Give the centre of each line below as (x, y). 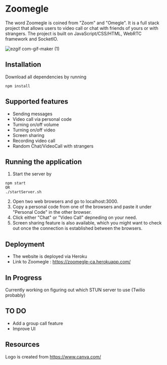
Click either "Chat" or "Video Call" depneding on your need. (75, 217)
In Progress (23, 278)
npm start (16, 183)
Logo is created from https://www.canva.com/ (53, 356)
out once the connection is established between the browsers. (77, 229)
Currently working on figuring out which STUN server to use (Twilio (75, 290)
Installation (23, 64)
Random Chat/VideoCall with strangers (53, 146)
